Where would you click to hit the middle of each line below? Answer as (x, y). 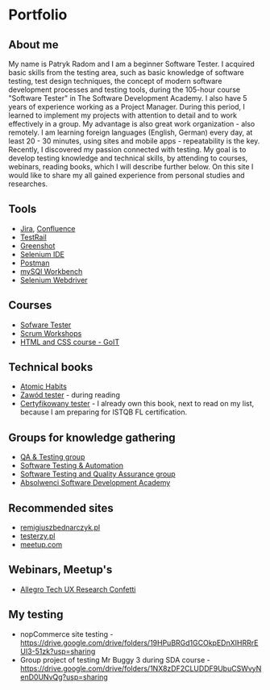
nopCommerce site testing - (67, 634)
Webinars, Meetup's (60, 570)
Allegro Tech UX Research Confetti (78, 589)
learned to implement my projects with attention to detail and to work (123, 115)
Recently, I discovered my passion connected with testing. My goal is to (127, 150)
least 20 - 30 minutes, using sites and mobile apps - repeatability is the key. (134, 141)
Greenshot (37, 245)
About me (33, 45)
